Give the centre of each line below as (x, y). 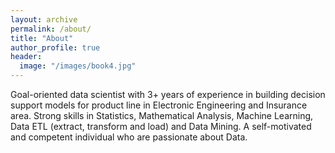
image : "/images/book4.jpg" (78, 66)
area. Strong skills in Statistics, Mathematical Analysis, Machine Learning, (162, 115)
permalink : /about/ (51, 29)
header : (26, 57)
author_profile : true (55, 47)
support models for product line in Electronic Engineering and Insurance (159, 105)
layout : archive (44, 19)
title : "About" (42, 38)
